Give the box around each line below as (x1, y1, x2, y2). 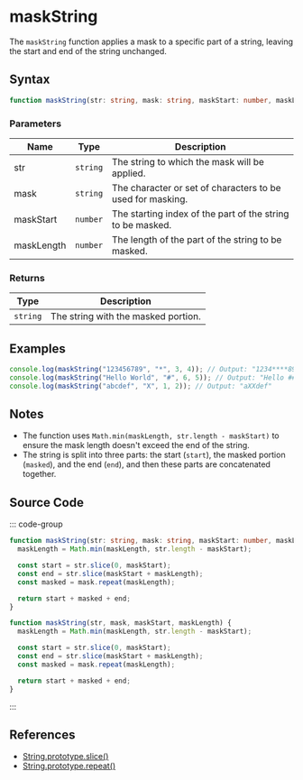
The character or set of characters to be (111, 181, 281, 194)
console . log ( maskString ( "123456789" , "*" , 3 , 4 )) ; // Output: (9, 365, 248, 374)
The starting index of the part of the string (111, 207, 289, 220)
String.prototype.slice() (22, 751, 109, 762)
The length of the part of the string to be (111, 233, 282, 245)
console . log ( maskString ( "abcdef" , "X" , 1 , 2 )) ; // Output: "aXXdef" (9, 381, 272, 390)
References (9, 727, 76, 742)
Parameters (9, 117, 61, 130)
